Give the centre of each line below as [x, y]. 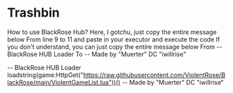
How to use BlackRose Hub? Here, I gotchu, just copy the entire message [112, 32]
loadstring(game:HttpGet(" [45, 75]
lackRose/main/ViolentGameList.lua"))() [64, 82]
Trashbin [34, 13]
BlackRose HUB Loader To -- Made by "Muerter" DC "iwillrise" [97, 54]
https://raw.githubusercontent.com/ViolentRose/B [154, 75]
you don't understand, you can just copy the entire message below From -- [115, 46]
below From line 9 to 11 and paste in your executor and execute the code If [114, 39]
